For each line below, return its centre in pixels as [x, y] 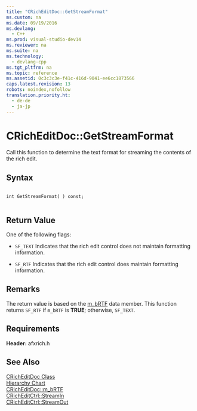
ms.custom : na [24, 17]
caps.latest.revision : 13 [38, 84]
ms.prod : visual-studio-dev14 [44, 39]
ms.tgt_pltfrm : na [29, 67]
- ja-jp [21, 106]
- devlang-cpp [29, 62]
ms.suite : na [22, 51]
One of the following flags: [39, 235]
